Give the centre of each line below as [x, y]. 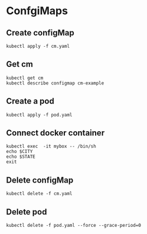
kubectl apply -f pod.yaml [39, 115]
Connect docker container [55, 133]
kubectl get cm [25, 78]
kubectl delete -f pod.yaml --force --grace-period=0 [74, 226]
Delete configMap [40, 180]
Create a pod [30, 101]
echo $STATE [21, 157]
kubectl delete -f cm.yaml [39, 194]
